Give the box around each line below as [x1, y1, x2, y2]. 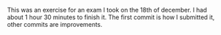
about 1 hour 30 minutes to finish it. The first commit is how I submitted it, [7, 13, 215, 21]
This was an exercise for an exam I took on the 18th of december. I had [7, 6, 207, 14]
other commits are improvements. [7, 21, 103, 28]
